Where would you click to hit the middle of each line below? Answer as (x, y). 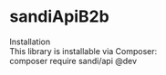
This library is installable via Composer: (83, 51)
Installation (30, 42)
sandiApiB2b (59, 17)
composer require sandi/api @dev (73, 61)
